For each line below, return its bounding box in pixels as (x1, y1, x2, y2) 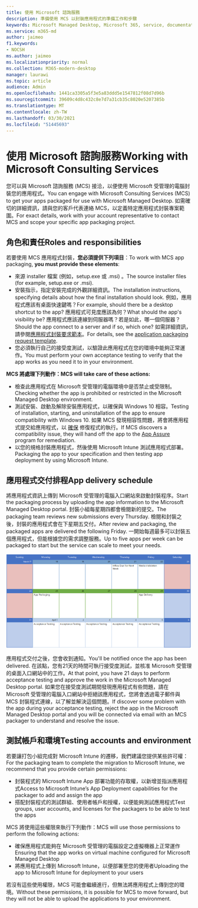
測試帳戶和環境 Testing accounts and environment (6, 736, 192, 746)
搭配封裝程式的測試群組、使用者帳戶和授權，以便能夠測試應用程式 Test (14, 798, 186, 805)
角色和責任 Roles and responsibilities (6, 237, 141, 247)
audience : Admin (6, 84, 46, 90)
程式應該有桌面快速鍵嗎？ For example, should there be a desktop (14, 301, 173, 308)
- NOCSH (6, 47, 25, 53)
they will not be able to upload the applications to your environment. (6, 895, 171, 902)
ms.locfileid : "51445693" (6, 121, 70, 127)
